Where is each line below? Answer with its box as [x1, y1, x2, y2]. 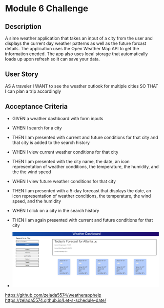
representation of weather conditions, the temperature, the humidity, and [12, 164, 159, 169]
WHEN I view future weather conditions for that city [12, 178, 116, 184]
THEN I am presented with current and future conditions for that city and [12, 134, 159, 140]
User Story [5, 70, 39, 79]
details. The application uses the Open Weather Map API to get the [5, 46, 139, 51]
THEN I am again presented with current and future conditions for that [12, 217, 153, 223]
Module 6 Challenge [5, 3, 89, 14]
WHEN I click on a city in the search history [12, 207, 100, 213]
